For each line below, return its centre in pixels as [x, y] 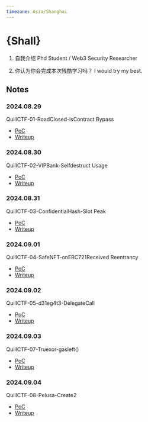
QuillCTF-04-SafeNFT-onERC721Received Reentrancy [72, 257]
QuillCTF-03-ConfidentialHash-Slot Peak [56, 211]
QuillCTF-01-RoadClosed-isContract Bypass [60, 120]
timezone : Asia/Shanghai [37, 12]
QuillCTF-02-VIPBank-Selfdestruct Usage [57, 165]
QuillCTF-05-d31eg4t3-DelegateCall [50, 303]
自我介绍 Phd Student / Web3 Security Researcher [76, 58]
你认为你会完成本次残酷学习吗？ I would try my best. [78, 70]
